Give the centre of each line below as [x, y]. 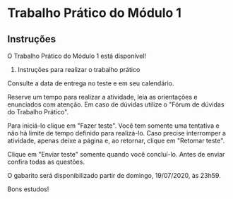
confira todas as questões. [46, 162]
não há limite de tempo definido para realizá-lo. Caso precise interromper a [116, 133]
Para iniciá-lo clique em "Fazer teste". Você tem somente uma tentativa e [114, 126]
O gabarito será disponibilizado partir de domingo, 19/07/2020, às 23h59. [114, 175]
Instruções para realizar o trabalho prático [79, 70]
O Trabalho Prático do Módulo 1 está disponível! [77, 56]
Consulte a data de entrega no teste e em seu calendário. [91, 83]
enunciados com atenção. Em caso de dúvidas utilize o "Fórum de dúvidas [116, 104]
